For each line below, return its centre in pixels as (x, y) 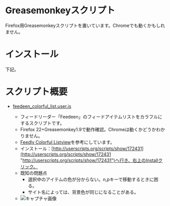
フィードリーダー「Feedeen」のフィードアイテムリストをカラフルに (91, 116)
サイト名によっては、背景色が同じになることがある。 (83, 192)
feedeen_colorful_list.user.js (42, 106)
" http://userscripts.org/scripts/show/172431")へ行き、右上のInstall (89, 160)
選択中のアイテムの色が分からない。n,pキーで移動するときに (91, 179)
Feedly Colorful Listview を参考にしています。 (67, 142)
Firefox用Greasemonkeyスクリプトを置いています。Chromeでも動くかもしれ (85, 25)
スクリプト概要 (37, 92)
